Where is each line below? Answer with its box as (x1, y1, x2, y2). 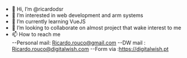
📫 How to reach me (11, 31, 61, 37)
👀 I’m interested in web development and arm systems (11, 12, 143, 19)
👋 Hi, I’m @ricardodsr (11, 6, 64, 12)
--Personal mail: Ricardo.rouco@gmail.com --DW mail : (11, 39, 146, 46)
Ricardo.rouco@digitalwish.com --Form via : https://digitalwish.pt (11, 46, 169, 52)
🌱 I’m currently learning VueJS (11, 18, 86, 25)
